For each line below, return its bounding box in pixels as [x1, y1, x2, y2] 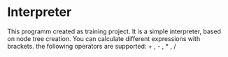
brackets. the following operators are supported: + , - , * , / [7, 42, 176, 50]
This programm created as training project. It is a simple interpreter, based [7, 27, 222, 35]
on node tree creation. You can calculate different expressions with [7, 34, 201, 42]
